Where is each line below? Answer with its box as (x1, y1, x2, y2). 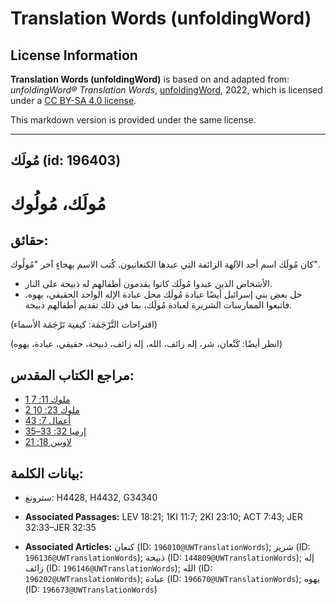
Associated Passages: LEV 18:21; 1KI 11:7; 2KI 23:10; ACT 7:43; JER (24, 511, 303, 523)
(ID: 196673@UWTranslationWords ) (24, 583, 158, 596)
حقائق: (10, 232, 49, 249)
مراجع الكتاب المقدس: (10, 367, 135, 384)
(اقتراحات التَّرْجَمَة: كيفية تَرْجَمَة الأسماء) (10, 318, 158, 331)
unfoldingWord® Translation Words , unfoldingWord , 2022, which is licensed (10, 84, 323, 96)
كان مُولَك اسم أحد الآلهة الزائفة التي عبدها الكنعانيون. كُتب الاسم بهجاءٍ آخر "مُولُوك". (10, 258, 320, 271)
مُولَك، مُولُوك (10, 192, 107, 215)
